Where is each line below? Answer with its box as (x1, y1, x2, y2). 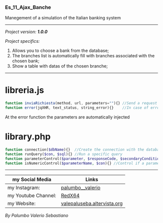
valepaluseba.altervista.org (61, 200, 123, 207)
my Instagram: (7, 184, 40, 191)
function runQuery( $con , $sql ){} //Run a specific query (5, 152, 123, 156)
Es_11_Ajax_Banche (5, 4, 51, 11)
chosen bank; (12, 58, 40, 64)
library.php (5, 131, 51, 142)
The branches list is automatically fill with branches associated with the (12, 53, 155, 59)
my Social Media (12, 176, 52, 183)
